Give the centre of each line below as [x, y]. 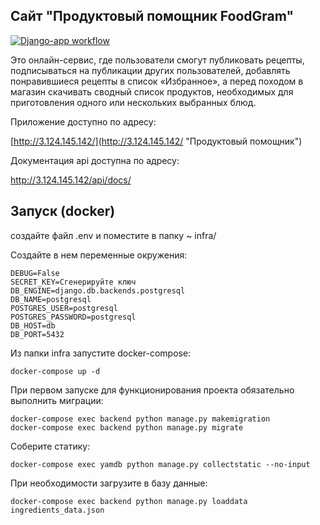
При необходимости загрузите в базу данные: [109, 483]
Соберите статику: [50, 446]
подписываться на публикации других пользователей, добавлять [150, 70]
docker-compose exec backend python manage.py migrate [127, 427]
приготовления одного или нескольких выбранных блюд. [133, 102]
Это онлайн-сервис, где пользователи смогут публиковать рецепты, [157, 60]
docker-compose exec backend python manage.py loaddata [129, 501]
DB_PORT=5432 [37, 334]
